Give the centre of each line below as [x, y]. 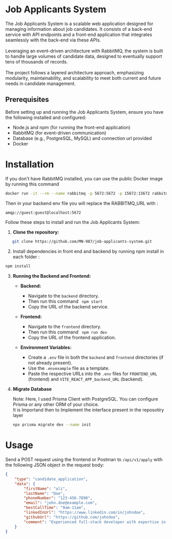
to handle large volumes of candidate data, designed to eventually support [84, 56]
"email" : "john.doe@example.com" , [60, 503]
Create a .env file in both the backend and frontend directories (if [96, 358]
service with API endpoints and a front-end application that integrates [79, 34]
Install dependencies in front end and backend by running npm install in [88, 252]
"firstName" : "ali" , [46, 489]
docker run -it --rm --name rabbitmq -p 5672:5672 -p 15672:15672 [78, 193]
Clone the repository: [36, 232]
